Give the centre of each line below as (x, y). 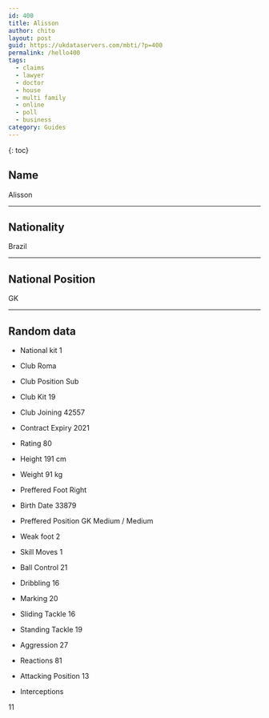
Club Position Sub (49, 381)
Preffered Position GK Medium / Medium (86, 521)
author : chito (32, 30)
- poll (26, 113)
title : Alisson (34, 23)
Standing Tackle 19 (51, 630)
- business (34, 120)
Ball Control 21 (44, 568)
